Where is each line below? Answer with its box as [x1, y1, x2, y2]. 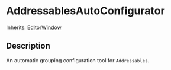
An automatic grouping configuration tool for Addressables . [6, 56, 150, 63]
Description [6, 41, 50, 51]
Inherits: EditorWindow [6, 24, 62, 31]
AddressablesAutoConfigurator [6, 4, 165, 18]
